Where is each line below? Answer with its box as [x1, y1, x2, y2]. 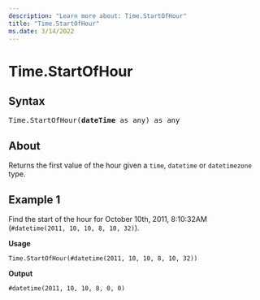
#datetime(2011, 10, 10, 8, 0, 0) [8, 285, 126, 293]
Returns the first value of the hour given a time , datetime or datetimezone [8, 160, 252, 171]
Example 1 [8, 193, 61, 207]
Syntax [8, 94, 45, 108]
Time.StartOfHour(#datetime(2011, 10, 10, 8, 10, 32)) [8, 254, 198, 263]
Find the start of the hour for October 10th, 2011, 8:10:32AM [8, 215, 207, 224]
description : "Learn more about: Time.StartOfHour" [8, 11, 187, 20]
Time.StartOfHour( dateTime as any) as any [8, 115, 180, 125]
